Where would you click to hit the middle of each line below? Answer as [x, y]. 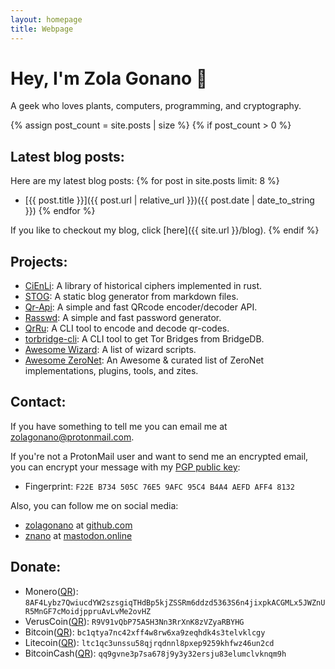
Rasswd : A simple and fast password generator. [123, 318]
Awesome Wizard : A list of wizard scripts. [110, 350]
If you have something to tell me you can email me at [119, 426]
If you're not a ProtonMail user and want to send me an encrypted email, [159, 456]
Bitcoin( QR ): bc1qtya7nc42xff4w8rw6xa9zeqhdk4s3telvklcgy [145, 632]
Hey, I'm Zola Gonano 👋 [109, 78]
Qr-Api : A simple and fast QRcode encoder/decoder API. [141, 307]
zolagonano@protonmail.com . [72, 437]
